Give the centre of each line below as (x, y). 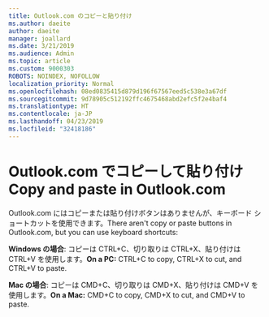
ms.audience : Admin (41, 54)
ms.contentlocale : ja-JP (50, 114)
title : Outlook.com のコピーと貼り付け (70, 16)
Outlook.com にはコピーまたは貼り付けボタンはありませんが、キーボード (130, 212)
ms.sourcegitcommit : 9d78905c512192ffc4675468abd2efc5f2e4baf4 (118, 99)
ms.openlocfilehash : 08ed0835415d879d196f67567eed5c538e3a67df (118, 91)
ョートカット (30, 223)
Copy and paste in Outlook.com (117, 189)
